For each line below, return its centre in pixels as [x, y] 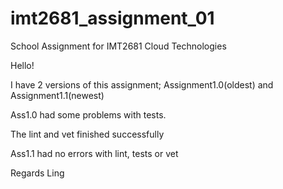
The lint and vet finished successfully [87, 134]
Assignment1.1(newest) [57, 95]
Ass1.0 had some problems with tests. [88, 114]
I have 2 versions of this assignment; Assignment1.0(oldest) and [142, 84]
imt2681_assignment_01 [112, 18]
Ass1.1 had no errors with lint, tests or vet [94, 153]
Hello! [22, 65]
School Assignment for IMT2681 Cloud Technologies [118, 46]
